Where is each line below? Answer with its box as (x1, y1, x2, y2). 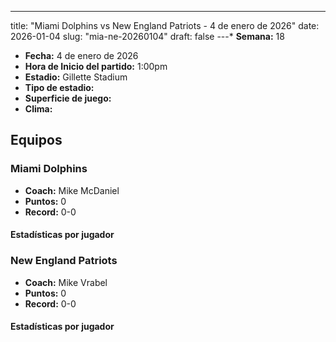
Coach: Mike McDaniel (24, 184, 120, 196)
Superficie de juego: (24, 92, 112, 104)
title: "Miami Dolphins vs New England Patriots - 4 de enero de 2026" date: (10, 20, 320, 31)
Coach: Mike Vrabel (24, 276, 108, 288)
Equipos (10, 132, 63, 149)
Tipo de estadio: (24, 82, 95, 93)
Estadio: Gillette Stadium (24, 71, 128, 83)
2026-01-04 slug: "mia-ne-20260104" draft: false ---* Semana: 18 (10, 31, 285, 42)
